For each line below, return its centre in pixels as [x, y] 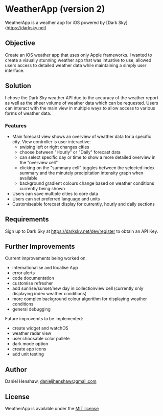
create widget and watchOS [40, 328]
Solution [18, 86]
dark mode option [30, 344]
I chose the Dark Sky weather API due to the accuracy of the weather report [82, 98]
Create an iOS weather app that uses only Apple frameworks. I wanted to [79, 55]
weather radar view [32, 333]
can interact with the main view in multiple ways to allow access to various [80, 108]
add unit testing [28, 354]
